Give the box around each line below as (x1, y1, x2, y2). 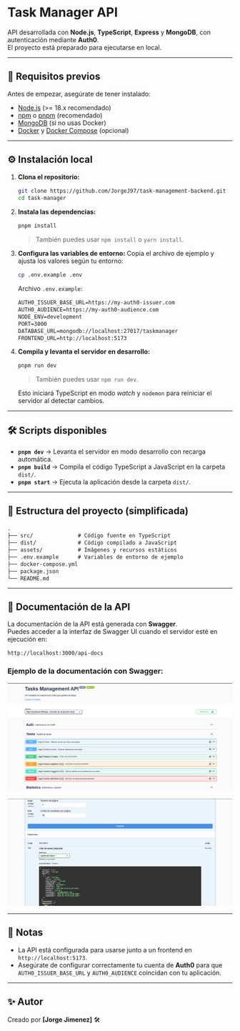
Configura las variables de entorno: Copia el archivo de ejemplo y (17, 249, 214, 258)
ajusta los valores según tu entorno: (17, 256, 124, 265)
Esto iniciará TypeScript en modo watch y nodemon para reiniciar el (17, 389, 212, 397)
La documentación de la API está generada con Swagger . (7, 619, 178, 629)
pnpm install (17, 222, 57, 229)
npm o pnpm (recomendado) (17, 111, 103, 119)
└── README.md (7, 574, 50, 582)
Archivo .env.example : (17, 284, 84, 293)
